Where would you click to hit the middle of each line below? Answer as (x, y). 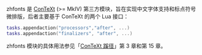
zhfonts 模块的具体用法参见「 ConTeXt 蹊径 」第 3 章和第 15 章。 (86, 46)
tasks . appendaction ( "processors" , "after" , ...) (68, 28)
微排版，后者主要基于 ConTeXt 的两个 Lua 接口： (68, 16)
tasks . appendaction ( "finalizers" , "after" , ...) (69, 33)
